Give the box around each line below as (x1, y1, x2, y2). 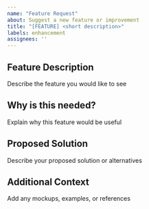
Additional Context (7, 176, 89, 188)
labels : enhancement (7, 29, 67, 37)
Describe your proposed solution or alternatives (7, 156, 143, 164)
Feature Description (7, 61, 94, 73)
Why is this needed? (7, 99, 96, 111)
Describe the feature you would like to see (7, 79, 127, 88)
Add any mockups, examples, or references (7, 195, 130, 203)
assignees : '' (7, 36, 48, 43)
